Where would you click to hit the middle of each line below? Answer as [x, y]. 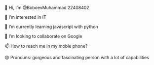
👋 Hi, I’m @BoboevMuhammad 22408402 [47, 8]
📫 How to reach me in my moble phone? [46, 46]
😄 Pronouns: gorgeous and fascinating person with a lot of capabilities [77, 57]
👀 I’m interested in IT [25, 17]
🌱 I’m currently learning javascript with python [51, 27]
